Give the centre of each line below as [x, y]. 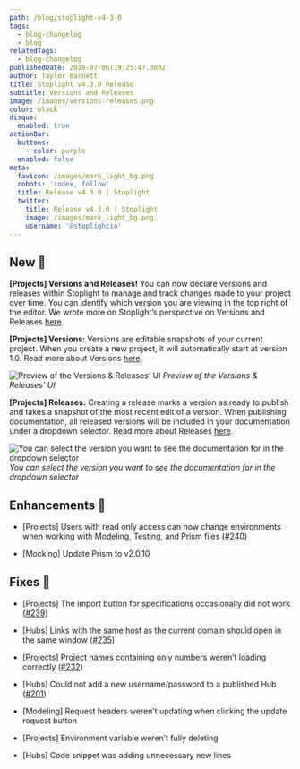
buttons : [34, 143]
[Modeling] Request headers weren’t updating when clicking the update [154, 711]
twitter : [34, 201]
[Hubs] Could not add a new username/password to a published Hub [149, 684]
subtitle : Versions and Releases [72, 92]
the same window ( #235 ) [69, 639]
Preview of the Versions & [210, 376]
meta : [19, 168]
